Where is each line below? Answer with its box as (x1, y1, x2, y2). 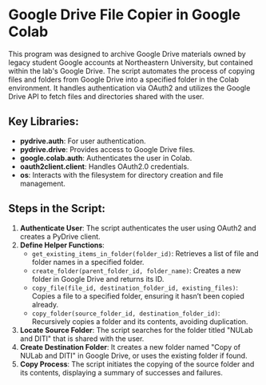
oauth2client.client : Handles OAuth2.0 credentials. (19, 162, 189, 171)
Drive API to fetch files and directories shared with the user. (8, 91, 204, 101)
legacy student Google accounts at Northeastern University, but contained (8, 58, 253, 67)
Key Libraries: (8, 114, 79, 129)
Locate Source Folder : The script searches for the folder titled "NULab (19, 325, 253, 335)
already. (31, 299, 58, 309)
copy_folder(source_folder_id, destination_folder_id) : (31, 308, 220, 318)
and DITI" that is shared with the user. (19, 334, 145, 343)
